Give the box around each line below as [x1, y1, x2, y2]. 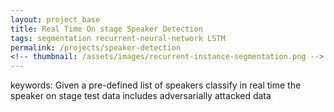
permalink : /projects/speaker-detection [10, 42, 182, 53]
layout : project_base [10, 14, 101, 25]
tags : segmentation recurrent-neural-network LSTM [10, 33, 226, 43]
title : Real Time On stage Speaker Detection [10, 24, 203, 34]
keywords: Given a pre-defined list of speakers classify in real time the [10, 79, 302, 91]
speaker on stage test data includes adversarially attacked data [10, 90, 272, 102]
